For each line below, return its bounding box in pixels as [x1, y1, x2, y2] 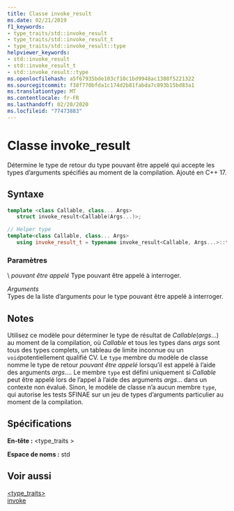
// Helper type [7, 226, 52, 233]
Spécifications [7, 418, 72, 430]
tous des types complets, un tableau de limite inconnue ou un [7, 346, 184, 354]
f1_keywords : [7, 23, 45, 30]
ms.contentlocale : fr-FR [7, 95, 79, 102]
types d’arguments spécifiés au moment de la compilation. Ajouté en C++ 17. [7, 168, 227, 177]
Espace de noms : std [7, 450, 71, 458]
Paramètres [7, 256, 47, 265]
